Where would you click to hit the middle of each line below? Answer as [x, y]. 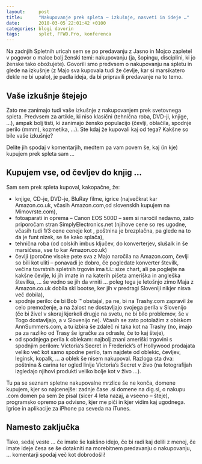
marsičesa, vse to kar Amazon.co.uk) [61, 249]
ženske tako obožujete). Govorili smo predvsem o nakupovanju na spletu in [99, 64]
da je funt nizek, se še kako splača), [59, 237]
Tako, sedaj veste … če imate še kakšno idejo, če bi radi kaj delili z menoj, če [101, 442]
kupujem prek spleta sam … [41, 153]
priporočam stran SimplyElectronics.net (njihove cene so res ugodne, [101, 224]
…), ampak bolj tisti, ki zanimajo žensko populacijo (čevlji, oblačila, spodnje [99, 123]
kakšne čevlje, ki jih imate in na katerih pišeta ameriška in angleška [98, 275]
